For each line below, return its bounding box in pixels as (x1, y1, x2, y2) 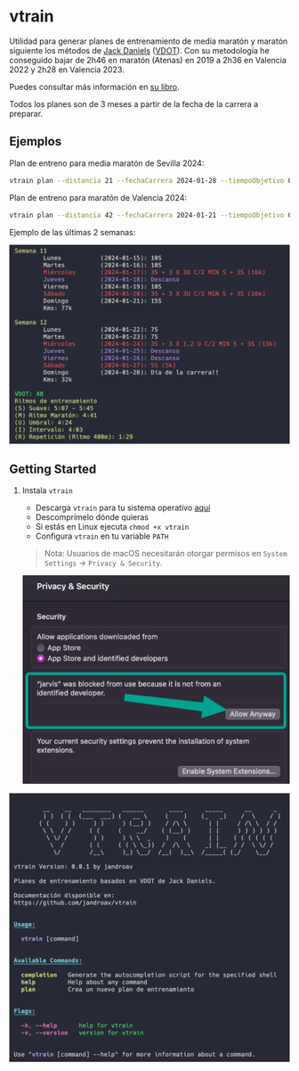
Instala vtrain (21, 485, 73, 496)
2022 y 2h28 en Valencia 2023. (9, 64, 125, 75)
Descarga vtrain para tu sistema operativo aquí (35, 502, 211, 514)
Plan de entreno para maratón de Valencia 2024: (9, 192, 188, 202)
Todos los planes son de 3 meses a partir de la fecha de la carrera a (9, 98, 259, 109)
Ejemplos (9, 134, 62, 149)
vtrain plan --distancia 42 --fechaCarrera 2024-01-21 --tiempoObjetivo (9, 210, 285, 219)
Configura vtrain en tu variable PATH (35, 531, 169, 541)
